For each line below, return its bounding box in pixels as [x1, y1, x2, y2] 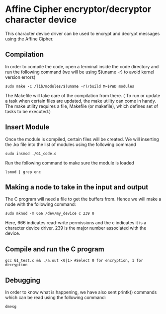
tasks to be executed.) [5, 108, 51, 114]
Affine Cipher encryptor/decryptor [5, 3, 152, 15]
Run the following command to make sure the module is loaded [5, 159, 134, 165]
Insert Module [5, 123, 50, 132]
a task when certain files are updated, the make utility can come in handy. [5, 98, 157, 104]
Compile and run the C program [5, 245, 104, 253]
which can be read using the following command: [5, 295, 106, 300]
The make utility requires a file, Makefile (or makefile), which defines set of [5, 103, 158, 109]
